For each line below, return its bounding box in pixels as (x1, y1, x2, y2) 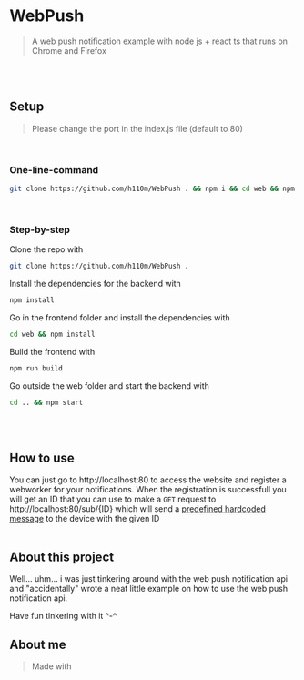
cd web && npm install (9, 330, 96, 339)
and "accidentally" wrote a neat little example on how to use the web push (9, 584, 289, 594)
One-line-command (9, 163, 99, 176)
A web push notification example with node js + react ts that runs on (31, 36, 289, 46)
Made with (31, 661, 72, 672)
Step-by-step (9, 223, 71, 236)
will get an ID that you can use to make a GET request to (9, 493, 217, 505)
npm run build (9, 363, 64, 373)
